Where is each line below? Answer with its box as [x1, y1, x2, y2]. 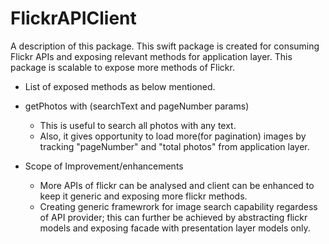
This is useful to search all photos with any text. [39, 119, 237, 131]
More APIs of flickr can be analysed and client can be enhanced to [39, 179, 315, 191]
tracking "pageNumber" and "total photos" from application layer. [39, 140, 310, 152]
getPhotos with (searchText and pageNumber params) [24, 100, 250, 112]
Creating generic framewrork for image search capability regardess [39, 200, 318, 212]
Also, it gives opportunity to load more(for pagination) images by [39, 130, 307, 142]
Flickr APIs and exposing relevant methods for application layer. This [10, 50, 293, 62]
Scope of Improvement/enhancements [24, 160, 184, 172]
